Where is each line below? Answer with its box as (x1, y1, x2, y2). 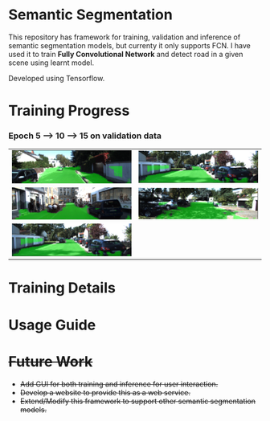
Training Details (8, 279, 117, 297)
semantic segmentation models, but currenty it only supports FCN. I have (8, 40, 251, 50)
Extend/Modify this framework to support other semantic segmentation (19, 396, 256, 406)
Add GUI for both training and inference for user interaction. (19, 379, 219, 389)
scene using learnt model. (8, 58, 95, 67)
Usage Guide (8, 316, 96, 334)
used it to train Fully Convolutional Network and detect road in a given (8, 49, 243, 59)
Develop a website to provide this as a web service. (19, 387, 191, 397)
